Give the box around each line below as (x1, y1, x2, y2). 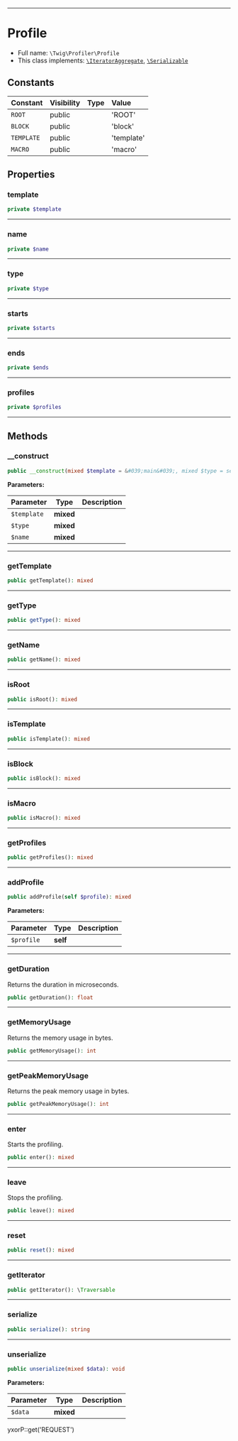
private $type (7, 285, 50, 292)
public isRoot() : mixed (7, 696, 78, 703)
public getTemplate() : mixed (7, 577, 93, 584)
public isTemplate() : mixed (7, 735, 91, 743)
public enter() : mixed (7, 1154, 74, 1161)
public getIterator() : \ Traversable (7, 1286, 115, 1293)
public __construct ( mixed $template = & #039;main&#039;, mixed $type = (7, 467, 223, 474)
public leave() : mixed (7, 1207, 74, 1215)
